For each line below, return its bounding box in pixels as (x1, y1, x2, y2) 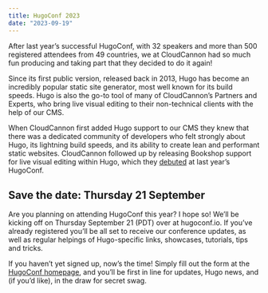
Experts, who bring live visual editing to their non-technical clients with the (8, 99, 254, 109)
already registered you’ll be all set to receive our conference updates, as (8, 227, 246, 236)
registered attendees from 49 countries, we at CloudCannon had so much (8, 49, 251, 59)
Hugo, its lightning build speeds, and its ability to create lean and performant (8, 140, 260, 149)
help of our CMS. (8, 107, 65, 117)
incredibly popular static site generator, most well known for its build (8, 81, 233, 92)
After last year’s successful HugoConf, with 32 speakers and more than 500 (8, 41, 258, 50)
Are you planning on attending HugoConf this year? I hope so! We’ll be (8, 209, 239, 220)
